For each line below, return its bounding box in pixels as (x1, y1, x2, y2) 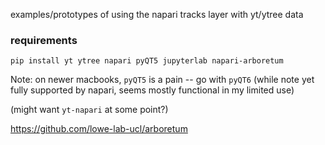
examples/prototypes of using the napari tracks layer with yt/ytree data (10, 9, 304, 20)
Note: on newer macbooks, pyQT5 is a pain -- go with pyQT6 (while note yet (10, 74, 315, 86)
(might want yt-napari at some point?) (10, 104, 169, 116)
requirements (10, 33, 78, 47)
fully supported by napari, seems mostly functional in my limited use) (10, 84, 295, 96)
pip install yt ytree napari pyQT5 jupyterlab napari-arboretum (10, 56, 284, 66)
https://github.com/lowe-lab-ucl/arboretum (10, 123, 188, 135)
